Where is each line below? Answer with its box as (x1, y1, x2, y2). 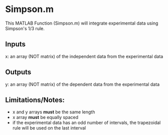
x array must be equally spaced (12, 114, 79, 120)
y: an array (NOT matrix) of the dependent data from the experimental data (5, 81, 159, 87)
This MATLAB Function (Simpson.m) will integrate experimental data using (5, 20, 158, 26)
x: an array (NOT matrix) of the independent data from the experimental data (5, 53, 163, 59)
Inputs (5, 40, 26, 49)
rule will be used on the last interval (12, 125, 86, 131)
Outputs (5, 68, 32, 76)
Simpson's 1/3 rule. (5, 25, 45, 31)
